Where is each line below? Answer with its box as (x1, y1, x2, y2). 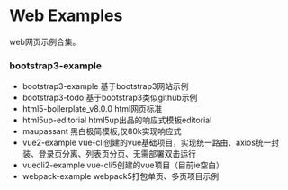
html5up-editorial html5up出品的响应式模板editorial (22, 114, 212, 126)
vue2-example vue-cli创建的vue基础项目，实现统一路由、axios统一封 (22, 137, 280, 149)
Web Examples (9, 5, 123, 26)
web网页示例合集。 (9, 36, 81, 47)
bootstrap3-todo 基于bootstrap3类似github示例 (22, 92, 198, 104)
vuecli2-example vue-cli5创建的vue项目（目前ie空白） (22, 159, 225, 171)
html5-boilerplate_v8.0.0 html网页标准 (22, 104, 163, 114)
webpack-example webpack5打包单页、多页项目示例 (22, 171, 219, 182)
